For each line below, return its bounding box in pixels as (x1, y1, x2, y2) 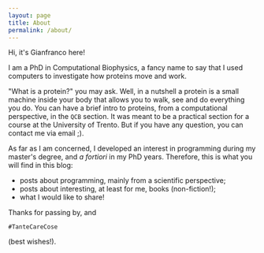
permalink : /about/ (8, 26, 73, 34)
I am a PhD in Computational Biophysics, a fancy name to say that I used (8, 63, 243, 73)
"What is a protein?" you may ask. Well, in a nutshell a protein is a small (8, 87, 239, 96)
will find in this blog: (8, 161, 73, 170)
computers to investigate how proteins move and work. (8, 72, 187, 81)
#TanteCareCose (8, 223, 58, 231)
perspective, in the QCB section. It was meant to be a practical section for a (8, 112, 250, 121)
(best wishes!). (8, 237, 57, 247)
